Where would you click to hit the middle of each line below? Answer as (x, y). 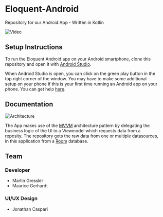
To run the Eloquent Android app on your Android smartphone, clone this (78, 59)
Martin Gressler (28, 181)
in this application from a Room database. (47, 141)
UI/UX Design (21, 199)
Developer (18, 170)
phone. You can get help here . (35, 89)
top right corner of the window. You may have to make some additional (76, 78)
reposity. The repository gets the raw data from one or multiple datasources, (82, 136)
